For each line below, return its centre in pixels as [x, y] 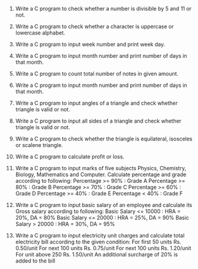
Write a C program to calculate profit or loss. [70, 157]
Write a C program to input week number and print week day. [90, 44]
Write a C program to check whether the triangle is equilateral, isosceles [104, 139]
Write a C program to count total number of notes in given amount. [97, 73]
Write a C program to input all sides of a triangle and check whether [98, 121]
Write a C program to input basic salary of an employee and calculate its [104, 205]
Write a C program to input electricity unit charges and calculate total [100, 235]
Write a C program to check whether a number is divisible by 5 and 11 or [103, 9]
